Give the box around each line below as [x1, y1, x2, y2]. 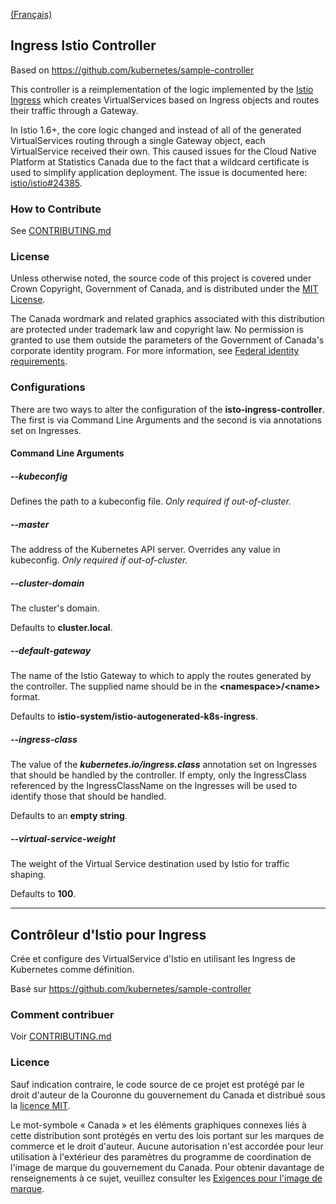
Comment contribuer [10, 1007, 115, 1021]
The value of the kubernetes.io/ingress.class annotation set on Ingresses [10, 759, 318, 771]
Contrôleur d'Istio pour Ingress [10, 926, 207, 943]
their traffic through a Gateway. [10, 104, 139, 116]
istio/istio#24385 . [10, 177, 83, 189]
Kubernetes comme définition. [10, 963, 135, 975]
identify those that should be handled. [10, 790, 167, 803]
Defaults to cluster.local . [10, 622, 113, 634]
